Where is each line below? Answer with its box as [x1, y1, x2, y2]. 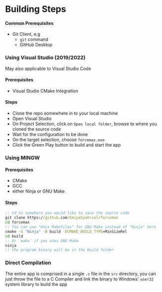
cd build [5, 233, 23, 239]
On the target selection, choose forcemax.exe [12, 137, 105, 143]
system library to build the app [5, 281, 68, 287]
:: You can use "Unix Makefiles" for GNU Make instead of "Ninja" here [5, 224, 156, 229]
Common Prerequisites [5, 20, 54, 26]
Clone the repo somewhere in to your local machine [12, 110, 118, 116]
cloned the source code [12, 126, 61, 132]
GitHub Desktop [19, 42, 53, 48]
